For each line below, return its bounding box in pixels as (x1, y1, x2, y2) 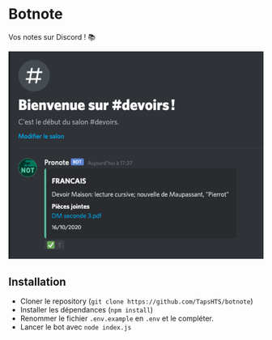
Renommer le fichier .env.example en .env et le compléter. (19, 313, 215, 323)
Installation (8, 274, 66, 288)
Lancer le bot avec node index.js (19, 321, 132, 332)
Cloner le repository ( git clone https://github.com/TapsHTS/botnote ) (19, 296, 253, 306)
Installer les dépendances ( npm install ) (19, 304, 154, 314)
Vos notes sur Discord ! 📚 (8, 32, 96, 41)
